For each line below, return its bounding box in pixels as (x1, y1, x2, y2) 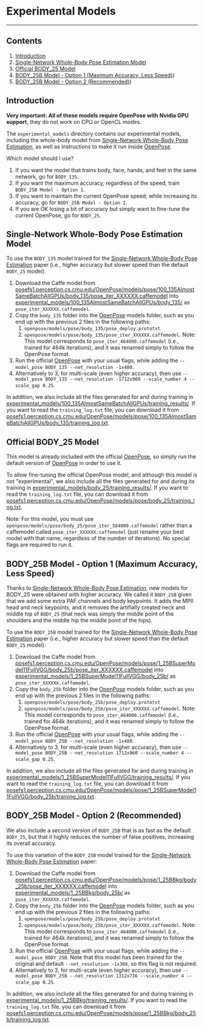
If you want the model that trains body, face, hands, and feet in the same (15, 166, 197, 174)
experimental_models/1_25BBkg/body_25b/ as (15, 889, 131, 896)
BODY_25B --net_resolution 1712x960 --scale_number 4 (45, 750, 184, 756)
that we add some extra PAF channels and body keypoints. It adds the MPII (6, 597, 194, 604)
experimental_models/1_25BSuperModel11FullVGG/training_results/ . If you (6, 774, 191, 780)
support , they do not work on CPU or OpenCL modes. (6, 118, 141, 125)
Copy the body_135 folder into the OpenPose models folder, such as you (15, 312, 194, 319)
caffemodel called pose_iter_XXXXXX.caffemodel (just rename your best (6, 528, 184, 535)
